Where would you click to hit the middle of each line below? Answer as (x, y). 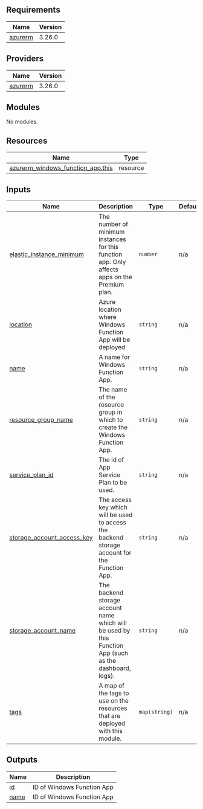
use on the (114, 701)
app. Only (112, 262)
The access (115, 500)
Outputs (22, 760)
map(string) (156, 712)
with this (111, 731)
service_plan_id (31, 475)
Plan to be (113, 483)
